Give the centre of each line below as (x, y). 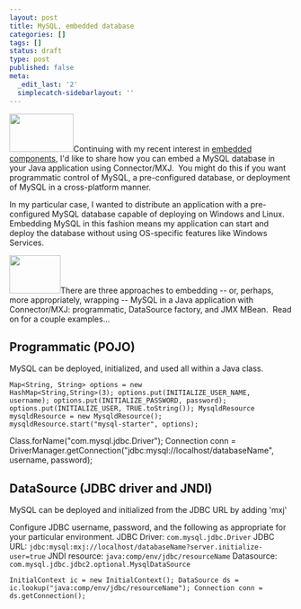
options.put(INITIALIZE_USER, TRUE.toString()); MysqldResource (132, 409)
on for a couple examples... (60, 319)
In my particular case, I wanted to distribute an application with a (129, 204)
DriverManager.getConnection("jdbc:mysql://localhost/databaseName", (142, 451)
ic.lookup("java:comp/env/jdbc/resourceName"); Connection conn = (136, 588)
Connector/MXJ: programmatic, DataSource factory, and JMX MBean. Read (150, 309)
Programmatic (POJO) (72, 347)
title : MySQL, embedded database (72, 26)
